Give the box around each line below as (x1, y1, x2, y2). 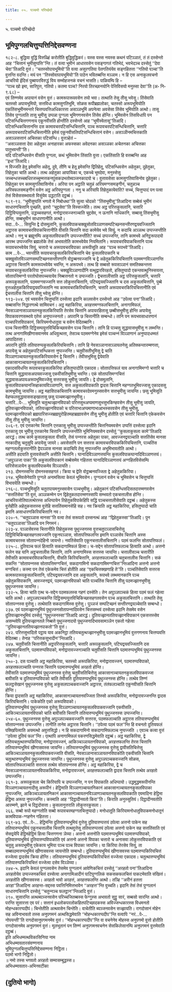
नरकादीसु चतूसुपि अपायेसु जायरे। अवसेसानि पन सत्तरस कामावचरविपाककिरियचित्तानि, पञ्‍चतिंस (5, 440, 157, 446)
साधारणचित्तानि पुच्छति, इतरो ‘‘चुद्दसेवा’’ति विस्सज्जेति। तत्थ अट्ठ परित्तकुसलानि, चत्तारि (5, 204, 143, 210)
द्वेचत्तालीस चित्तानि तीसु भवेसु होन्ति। (5, 290, 63, 296)
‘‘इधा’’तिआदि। (5, 158, 30, 164)
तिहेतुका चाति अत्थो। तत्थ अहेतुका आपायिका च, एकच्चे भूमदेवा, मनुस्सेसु (5, 170, 121, 176)
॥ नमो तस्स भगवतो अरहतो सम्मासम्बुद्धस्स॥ (5, 957, 75, 963)
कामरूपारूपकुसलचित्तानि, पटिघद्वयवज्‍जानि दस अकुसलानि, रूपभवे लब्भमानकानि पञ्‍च (5, 572, 139, 578)
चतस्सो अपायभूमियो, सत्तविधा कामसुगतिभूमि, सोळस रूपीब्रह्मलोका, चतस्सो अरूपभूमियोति (5, 101, 145, 107)
